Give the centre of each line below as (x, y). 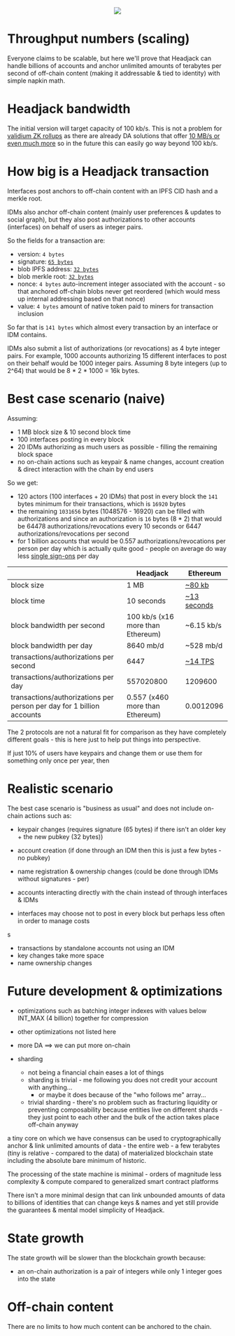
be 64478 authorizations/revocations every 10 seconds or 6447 (109, 526)
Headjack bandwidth (69, 109)
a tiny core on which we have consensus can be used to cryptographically (114, 1138)
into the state (36, 1279)
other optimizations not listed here (67, 1031)
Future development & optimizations (115, 991)
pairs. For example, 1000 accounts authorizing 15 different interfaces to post (117, 355)
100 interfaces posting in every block (71, 439)
